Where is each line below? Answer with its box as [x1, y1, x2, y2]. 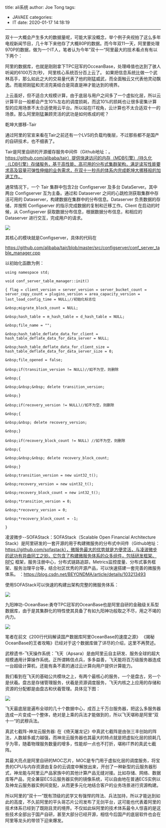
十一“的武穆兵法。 [5, 718, 42, 724]
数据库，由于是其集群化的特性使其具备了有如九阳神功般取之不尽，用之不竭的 [5, 608, 161, 614]
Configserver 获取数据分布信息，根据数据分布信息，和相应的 [19, 209, 142, 214]
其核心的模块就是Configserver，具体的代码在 [5, 235, 97, 241]
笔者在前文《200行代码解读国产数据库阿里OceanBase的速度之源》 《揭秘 [5, 634, 155, 639]
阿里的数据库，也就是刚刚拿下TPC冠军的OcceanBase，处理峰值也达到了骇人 [5, 63, 161, 69]
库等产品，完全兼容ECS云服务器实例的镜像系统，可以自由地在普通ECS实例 [5, 776, 157, 782]
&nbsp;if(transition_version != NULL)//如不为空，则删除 [5, 367, 119, 372]
